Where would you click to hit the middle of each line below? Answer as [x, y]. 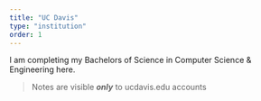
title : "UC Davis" [44, 18]
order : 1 [26, 34]
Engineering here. [42, 69]
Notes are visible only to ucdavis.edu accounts [119, 87]
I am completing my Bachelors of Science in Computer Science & [130, 60]
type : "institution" [48, 26]
